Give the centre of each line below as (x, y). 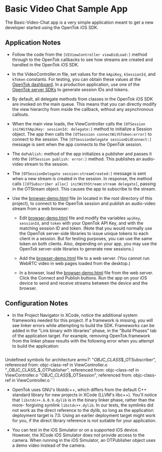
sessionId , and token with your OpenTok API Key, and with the (81, 223)
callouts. (21, 114)
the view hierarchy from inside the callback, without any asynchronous (83, 109)
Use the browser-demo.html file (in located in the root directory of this (82, 198)
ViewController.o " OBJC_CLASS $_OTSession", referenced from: (69, 375)
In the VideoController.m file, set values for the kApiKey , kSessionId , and (84, 74)
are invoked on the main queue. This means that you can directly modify (84, 104)
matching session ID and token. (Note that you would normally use (86, 228)
